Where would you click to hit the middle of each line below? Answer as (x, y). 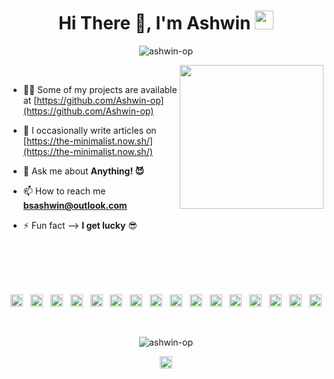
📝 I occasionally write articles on (89, 130)
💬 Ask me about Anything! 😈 (83, 171)
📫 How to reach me (64, 191)
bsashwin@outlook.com (75, 205)
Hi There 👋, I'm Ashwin (154, 23)
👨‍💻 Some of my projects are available (100, 89)
